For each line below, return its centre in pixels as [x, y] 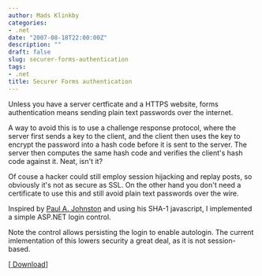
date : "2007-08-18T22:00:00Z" [58, 37]
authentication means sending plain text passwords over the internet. [121, 112]
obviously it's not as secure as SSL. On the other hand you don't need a [125, 185]
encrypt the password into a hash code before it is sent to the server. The [127, 144]
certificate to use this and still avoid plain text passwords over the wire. [124, 193]
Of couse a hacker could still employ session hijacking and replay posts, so [130, 176]
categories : [28, 23]
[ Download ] [28, 264]
